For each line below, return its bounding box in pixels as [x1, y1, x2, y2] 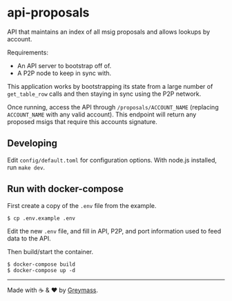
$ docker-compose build [7, 260, 76, 268]
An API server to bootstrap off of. [17, 61, 112, 70]
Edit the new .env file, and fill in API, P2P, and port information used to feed [7, 227, 222, 235]
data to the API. [7, 234, 52, 242]
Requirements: [7, 48, 48, 56]
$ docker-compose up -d [7, 267, 76, 273]
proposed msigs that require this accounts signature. [7, 117, 157, 125]
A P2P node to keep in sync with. [17, 69, 112, 77]
